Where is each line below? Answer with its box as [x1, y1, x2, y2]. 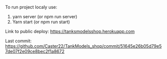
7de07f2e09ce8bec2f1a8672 [5, 49, 65, 54]
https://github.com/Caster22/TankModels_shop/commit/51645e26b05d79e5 [5, 43, 162, 49]
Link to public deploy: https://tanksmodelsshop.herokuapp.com [5, 29, 135, 34]
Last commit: [5, 38, 32, 44]
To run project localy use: [5, 4, 58, 10]
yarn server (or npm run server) [12, 14, 78, 19]
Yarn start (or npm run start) [12, 19, 71, 25]
